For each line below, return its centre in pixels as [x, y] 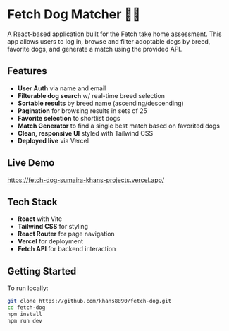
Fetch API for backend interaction [67, 249]
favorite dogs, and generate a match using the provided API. [95, 49]
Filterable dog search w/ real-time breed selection [91, 95]
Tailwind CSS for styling [53, 227]
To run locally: [28, 288]
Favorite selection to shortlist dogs [69, 118]
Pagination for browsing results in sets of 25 [82, 110]
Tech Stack [32, 201]
